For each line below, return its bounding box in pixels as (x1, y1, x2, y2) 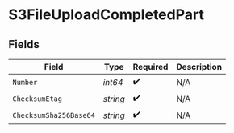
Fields (8, 38, 40, 51)
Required (132, 62, 169, 72)
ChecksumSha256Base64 (12, 111, 95, 119)
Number (12, 78, 38, 87)
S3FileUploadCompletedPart (8, 6, 204, 24)
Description (176, 62, 223, 72)
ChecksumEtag (12, 94, 63, 103)
